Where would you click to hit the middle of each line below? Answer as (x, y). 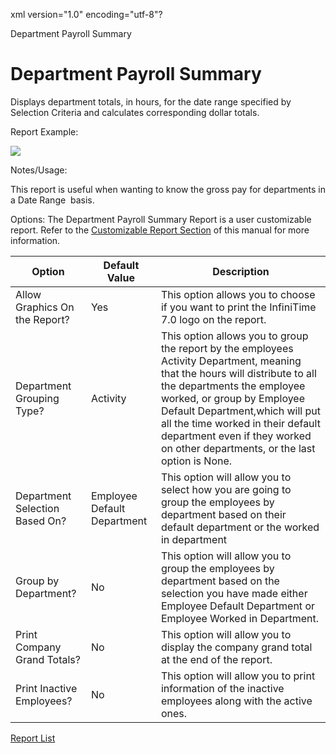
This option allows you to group (234, 336)
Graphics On (45, 307)
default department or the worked (240, 527)
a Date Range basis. (52, 200)
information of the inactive (222, 688)
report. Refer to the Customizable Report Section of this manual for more (160, 230)
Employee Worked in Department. (240, 618)
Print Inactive (46, 688)
